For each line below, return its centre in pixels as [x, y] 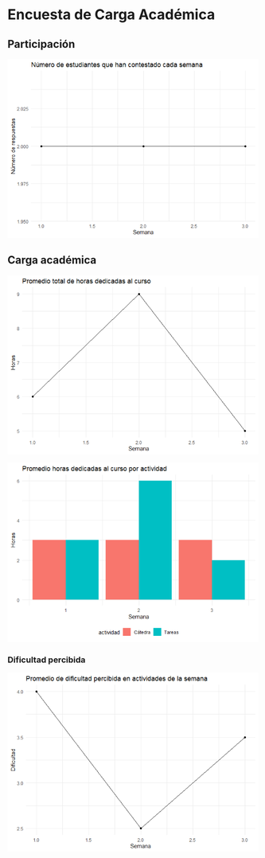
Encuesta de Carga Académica [111, 15]
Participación [41, 44]
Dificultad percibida [47, 660]
